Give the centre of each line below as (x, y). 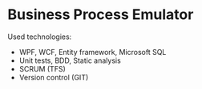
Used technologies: (40, 37)
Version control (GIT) (54, 77)
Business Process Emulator (101, 15)
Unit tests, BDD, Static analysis (70, 60)
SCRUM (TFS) (42, 68)
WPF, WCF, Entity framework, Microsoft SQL (93, 52)
